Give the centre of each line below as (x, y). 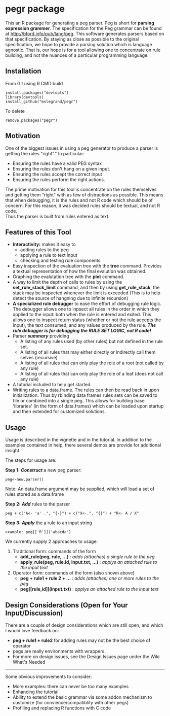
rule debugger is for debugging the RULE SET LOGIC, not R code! (82, 331)
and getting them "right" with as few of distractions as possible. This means (84, 195)
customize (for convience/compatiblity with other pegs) (71, 703)
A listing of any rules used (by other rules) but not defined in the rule (91, 342)
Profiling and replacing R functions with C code (62, 708)
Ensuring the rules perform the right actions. (59, 179)
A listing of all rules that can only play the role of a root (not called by (92, 363)
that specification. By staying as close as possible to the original (72, 39)
